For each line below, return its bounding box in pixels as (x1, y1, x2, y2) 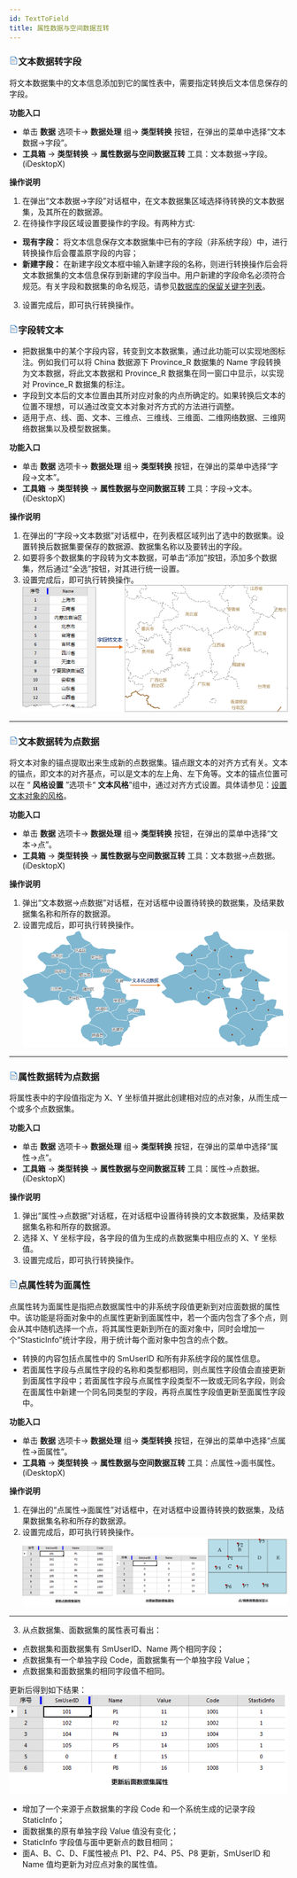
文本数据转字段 (18, 56, 82, 68)
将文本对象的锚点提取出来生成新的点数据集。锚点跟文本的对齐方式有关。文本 (9, 758, 288, 768)
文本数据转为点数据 (18, 736, 100, 748)
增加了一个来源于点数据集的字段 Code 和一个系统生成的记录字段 (21, 1804, 256, 1814)
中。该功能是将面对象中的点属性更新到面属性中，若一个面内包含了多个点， (9, 1312, 280, 1322)
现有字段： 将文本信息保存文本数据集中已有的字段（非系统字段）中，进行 (21, 236, 288, 247)
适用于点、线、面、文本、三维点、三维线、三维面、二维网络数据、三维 (21, 412, 278, 423)
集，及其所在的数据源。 (21, 207, 108, 217)
